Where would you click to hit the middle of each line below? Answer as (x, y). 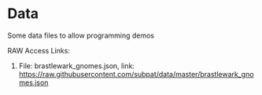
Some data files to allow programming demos (81, 35)
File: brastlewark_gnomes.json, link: (77, 66)
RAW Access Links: (39, 50)
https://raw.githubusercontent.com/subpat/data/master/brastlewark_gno (136, 74)
